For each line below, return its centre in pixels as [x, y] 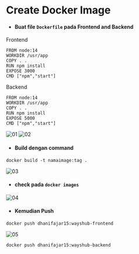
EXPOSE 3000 [20, 71]
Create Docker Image [58, 10]
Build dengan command [44, 148]
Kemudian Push [34, 211]
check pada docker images [47, 185]
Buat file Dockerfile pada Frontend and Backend [74, 26]
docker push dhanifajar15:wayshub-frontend [60, 223]
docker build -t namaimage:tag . [47, 160]
